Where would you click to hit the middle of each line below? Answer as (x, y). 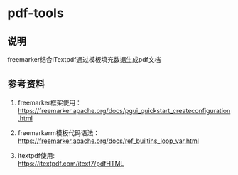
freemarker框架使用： (49, 102)
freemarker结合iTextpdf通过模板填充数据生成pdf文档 (84, 59)
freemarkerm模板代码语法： (59, 132)
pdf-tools (36, 13)
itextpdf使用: (36, 155)
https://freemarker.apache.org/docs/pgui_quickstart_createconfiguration (124, 110)
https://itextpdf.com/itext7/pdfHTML (71, 163)
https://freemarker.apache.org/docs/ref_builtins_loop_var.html (108, 141)
